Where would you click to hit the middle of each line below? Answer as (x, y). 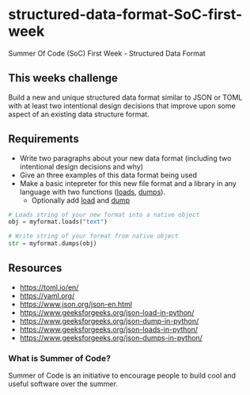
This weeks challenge (63, 78)
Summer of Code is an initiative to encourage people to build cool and (122, 376)
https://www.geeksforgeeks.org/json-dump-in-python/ (109, 321)
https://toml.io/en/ (49, 287)
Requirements (44, 139)
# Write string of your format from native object (93, 236)
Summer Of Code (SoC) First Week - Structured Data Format (107, 53)
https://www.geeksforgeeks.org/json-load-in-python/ (107, 312)
